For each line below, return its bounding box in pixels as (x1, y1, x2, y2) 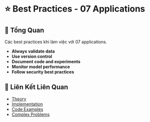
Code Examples (11, 106, 43, 112)
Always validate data (11, 49, 55, 54)
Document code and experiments (11, 59, 81, 64)
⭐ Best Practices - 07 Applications (4, 3, 145, 15)
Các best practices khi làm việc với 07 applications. (4, 39, 107, 45)
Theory (11, 96, 27, 102)
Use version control (11, 53, 52, 59)
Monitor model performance (11, 64, 70, 70)
